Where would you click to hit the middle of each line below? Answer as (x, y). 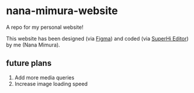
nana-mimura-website (62, 11)
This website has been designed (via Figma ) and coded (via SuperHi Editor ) (97, 38)
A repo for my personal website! (45, 27)
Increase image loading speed (51, 84)
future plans (29, 63)
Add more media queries (44, 77)
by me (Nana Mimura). (33, 45)
